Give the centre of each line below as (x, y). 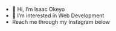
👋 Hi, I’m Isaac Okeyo (38, 9)
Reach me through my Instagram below (61, 22)
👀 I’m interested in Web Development (58, 15)
